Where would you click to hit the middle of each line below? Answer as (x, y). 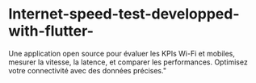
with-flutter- (51, 31)
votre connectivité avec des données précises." (88, 70)
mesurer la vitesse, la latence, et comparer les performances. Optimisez (128, 62)
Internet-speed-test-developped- (124, 14)
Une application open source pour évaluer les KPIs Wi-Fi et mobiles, (122, 53)
